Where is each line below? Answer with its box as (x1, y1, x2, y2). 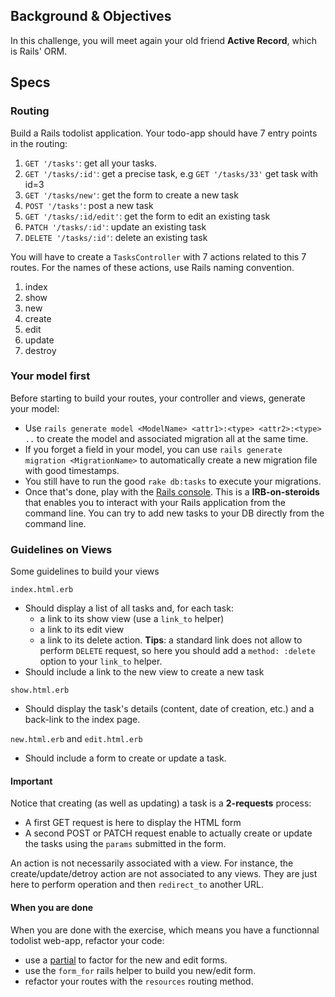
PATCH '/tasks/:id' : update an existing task (24, 220, 207, 233)
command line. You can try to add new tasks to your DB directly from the (24, 507, 325, 519)
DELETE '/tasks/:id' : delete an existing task (24, 231, 208, 243)
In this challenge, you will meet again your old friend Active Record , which (10, 34, 317, 46)
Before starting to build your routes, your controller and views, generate (10, 392, 306, 404)
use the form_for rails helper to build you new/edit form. (24, 964, 257, 976)
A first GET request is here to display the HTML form (24, 817, 242, 829)
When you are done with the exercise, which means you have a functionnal (10, 924, 320, 936)
